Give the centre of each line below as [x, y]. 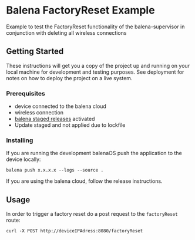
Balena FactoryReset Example [80, 10]
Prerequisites [26, 93]
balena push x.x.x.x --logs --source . [55, 170]
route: [13, 220]
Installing [20, 140]
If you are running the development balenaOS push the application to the [94, 153]
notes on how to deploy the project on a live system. [69, 78]
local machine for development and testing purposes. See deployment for [95, 72]
